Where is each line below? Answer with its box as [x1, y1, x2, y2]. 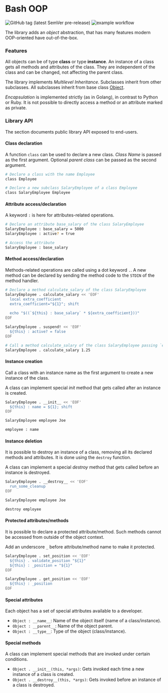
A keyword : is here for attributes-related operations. [5, 212, 114, 218]
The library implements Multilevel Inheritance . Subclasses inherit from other [5, 79, 161, 85]
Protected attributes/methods [5, 518, 69, 524]
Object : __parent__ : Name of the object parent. [12, 623, 113, 629]
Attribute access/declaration [5, 201, 66, 207]
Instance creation [5, 359, 42, 365]
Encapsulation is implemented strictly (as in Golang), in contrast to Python [5, 94, 158, 100]
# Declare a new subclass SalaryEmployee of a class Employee [5, 185, 137, 191]
